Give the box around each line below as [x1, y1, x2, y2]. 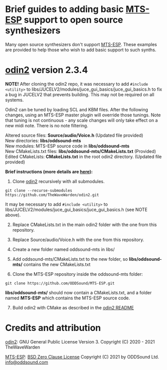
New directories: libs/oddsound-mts [5, 137, 81, 143]
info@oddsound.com [5, 359, 48, 365]
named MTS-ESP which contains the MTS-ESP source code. [5, 295, 130, 301]
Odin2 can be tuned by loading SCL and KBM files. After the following [5, 106, 149, 112]
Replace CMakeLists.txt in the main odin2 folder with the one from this [12, 222, 157, 228]
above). [5, 212, 21, 218]
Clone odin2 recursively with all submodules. [12, 178, 105, 184]
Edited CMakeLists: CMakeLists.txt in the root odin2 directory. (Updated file [5, 153, 162, 159]
